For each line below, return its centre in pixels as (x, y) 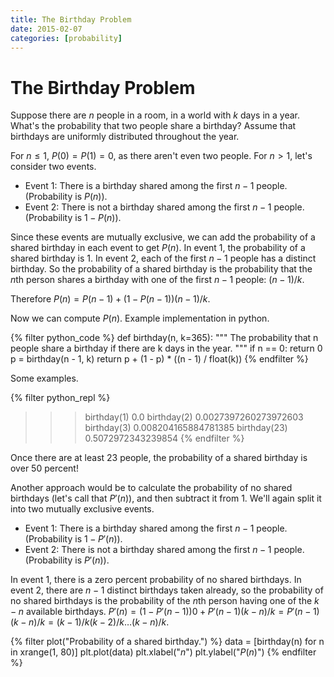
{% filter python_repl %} (60, 398)
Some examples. (44, 378)
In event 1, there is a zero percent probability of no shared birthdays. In (156, 580)
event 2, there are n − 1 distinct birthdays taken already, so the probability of (167, 590)
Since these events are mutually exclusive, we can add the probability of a (163, 237)
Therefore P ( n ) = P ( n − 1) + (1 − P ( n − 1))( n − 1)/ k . (110, 299)
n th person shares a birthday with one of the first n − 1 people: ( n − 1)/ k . (157, 280)
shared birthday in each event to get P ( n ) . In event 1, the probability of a (158, 248)
